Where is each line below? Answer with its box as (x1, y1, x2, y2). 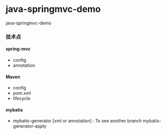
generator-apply (12, 123, 47, 129)
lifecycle (12, 96, 30, 102)
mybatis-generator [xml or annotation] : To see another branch (12, 118, 142, 124)
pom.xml (12, 90, 31, 96)
